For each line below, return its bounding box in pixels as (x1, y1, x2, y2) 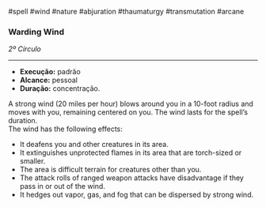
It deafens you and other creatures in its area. (19, 140, 169, 149)
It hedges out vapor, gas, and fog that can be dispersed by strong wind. (19, 190, 254, 200)
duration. (8, 116, 38, 126)
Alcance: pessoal (19, 75, 78, 85)
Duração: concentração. (19, 84, 101, 93)
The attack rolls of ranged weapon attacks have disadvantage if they (19, 173, 244, 183)
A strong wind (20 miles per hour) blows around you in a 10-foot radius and (8, 99, 253, 109)
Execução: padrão (19, 67, 81, 77)
